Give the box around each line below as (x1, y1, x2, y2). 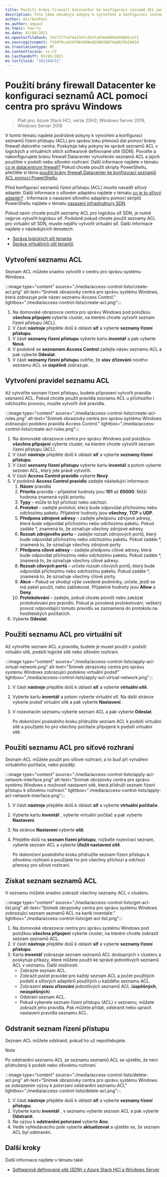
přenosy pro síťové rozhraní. (12, 862, 71, 868)
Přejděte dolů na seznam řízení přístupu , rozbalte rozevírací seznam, (12, 836, 155, 843)
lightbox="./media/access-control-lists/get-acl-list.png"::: (5, 916, 123, 922)
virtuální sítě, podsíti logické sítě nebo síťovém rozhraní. (5, 649, 119, 655)
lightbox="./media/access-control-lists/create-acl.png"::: (5, 300, 122, 305)
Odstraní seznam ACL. (19, 994, 66, 1000)
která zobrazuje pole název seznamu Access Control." (5, 294, 116, 300)
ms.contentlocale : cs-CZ (5, 49, 57, 54)
